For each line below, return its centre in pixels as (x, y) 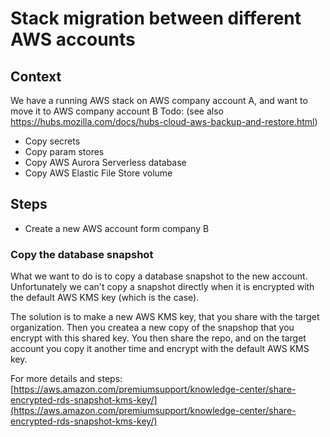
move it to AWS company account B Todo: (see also (117, 111)
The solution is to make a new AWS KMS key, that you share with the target (165, 317)
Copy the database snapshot (82, 254)
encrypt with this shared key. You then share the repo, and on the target (158, 338)
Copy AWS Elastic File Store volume (98, 173)
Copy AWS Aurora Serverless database (105, 162)
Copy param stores (64, 151)
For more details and (53, 379)
